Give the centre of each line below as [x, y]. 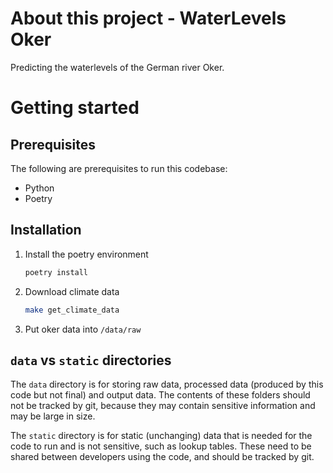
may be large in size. [53, 416]
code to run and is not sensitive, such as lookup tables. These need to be [161, 446]
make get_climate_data [72, 310]
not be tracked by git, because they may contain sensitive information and [163, 406]
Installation [46, 230]
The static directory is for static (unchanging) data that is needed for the [161, 436]
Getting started [75, 108]
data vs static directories [91, 360]
